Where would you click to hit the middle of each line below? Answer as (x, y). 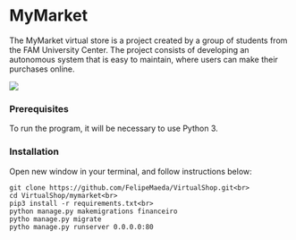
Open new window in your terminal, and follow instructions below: (131, 171)
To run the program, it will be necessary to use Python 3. (114, 129)
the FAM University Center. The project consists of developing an (129, 49)
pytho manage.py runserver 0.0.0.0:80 (81, 227)
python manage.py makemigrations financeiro (93, 211)
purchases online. (42, 69)
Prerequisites (39, 108)
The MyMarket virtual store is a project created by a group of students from (148, 40)
